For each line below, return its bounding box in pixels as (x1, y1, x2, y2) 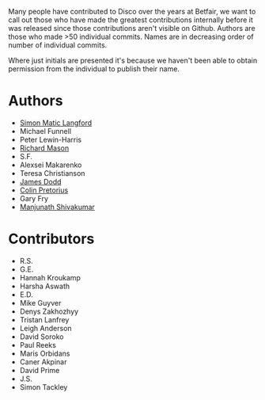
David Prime (19, 365, 60, 375)
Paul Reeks (19, 340, 57, 349)
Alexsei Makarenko (19, 160, 82, 170)
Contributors (8, 230, 95, 248)
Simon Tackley (19, 382, 68, 391)
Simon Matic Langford (19, 118, 93, 128)
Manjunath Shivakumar (19, 202, 95, 211)
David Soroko (19, 332, 64, 341)
